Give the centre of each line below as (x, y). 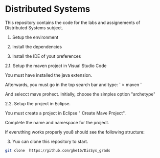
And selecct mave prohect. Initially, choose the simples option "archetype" (80, 94)
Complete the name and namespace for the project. (57, 122)
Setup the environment (35, 37)
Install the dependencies (37, 46)
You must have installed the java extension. (48, 75)
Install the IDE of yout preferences (46, 56)
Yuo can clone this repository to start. (50, 141)
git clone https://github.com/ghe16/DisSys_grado (58, 150)
